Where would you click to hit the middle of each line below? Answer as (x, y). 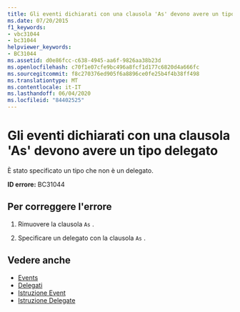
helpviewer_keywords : (40, 47)
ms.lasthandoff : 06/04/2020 (49, 94)
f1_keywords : (27, 27)
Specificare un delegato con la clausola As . (82, 238)
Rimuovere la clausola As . (56, 224)
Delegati (30, 285)
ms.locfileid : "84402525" (46, 101)
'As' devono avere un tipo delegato (113, 151)
